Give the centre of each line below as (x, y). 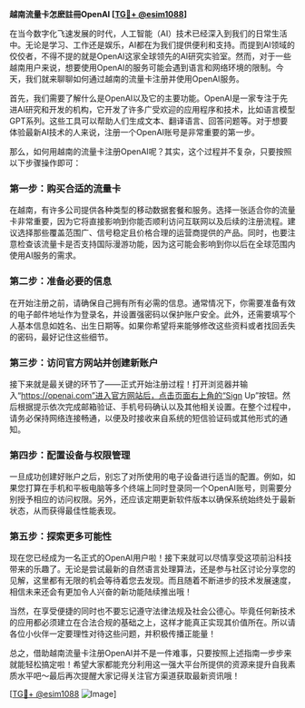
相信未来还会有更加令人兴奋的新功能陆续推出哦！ (101, 592)
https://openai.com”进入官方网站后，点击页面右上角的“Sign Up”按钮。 (152, 395)
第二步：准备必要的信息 (60, 281)
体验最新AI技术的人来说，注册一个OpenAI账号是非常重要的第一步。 (135, 132)
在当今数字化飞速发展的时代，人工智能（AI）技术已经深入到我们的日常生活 (148, 34)
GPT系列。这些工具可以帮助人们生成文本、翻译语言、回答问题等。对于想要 (149, 121)
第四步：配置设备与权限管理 (70, 455)
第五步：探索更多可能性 (60, 536)
